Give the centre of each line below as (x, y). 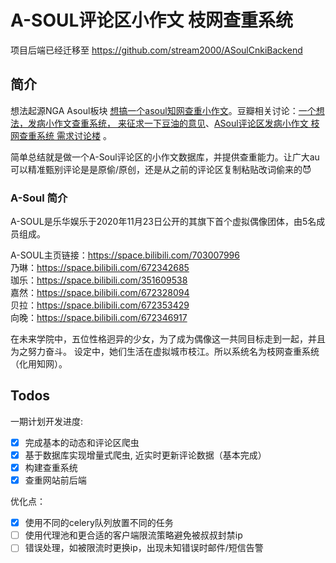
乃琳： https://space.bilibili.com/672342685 (100, 268)
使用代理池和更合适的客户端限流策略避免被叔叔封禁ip (133, 535)
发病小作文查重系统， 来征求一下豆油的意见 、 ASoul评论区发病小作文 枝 (173, 123)
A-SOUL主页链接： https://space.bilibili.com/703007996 (125, 255)
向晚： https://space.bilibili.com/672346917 (99, 318)
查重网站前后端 (55, 480)
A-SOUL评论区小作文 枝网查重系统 (151, 20)
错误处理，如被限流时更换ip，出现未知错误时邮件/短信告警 (144, 548)
